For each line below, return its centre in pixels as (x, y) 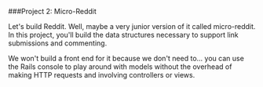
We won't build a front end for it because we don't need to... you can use (126, 58)
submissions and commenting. (58, 43)
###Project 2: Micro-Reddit (52, 11)
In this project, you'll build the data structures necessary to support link (123, 35)
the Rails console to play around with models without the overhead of (120, 67)
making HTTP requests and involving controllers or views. (102, 75)
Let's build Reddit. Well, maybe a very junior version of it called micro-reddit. (132, 26)
